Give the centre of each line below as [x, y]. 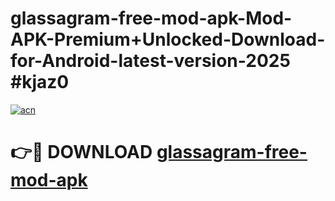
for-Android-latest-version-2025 [150, 61]
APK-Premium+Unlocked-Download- [168, 39]
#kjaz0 [40, 82]
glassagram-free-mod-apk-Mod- [151, 18]
